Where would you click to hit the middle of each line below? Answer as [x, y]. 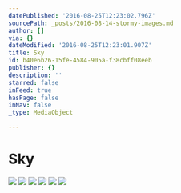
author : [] [26, 30]
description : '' [35, 75]
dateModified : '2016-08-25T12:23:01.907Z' [80, 46]
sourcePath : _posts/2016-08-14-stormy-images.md [91, 23]
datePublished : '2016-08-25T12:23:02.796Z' [82, 16]
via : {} [21, 38]
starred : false [34, 82]
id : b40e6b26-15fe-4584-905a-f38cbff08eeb [80, 61]
